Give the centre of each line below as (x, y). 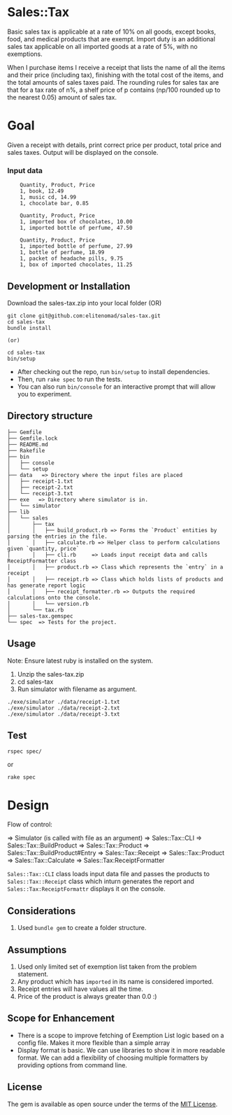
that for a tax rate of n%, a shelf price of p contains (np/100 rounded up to (114, 90)
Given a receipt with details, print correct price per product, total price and (114, 145)
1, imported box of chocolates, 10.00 (76, 222)
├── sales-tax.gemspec (40, 616)
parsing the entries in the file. (58, 536)
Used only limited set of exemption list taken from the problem (107, 967)
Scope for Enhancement (61, 1019)
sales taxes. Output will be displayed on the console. (83, 152)
